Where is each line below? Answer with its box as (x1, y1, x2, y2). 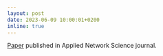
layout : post (7, 10, 45, 17)
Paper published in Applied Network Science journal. (7, 42, 157, 50)
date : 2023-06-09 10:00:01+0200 (7, 16, 100, 23)
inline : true (7, 23, 45, 29)
